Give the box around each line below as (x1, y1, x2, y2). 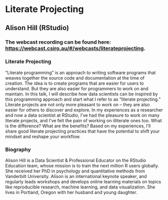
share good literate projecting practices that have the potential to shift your (5, 128, 160, 134)
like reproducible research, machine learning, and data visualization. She (5, 184, 155, 190)
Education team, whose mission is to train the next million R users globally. (5, 163, 159, 169)
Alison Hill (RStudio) (5, 24, 69, 32)
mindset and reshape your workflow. (5, 133, 81, 139)
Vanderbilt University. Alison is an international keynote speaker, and (5, 173, 147, 179)
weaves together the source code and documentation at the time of (5, 75, 145, 81)
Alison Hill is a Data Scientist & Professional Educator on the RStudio (5, 157, 146, 163)
